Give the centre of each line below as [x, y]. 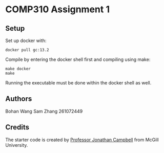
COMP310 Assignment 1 [58, 9]
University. [17, 145]
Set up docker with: [26, 40]
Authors [19, 99]
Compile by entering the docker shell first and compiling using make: [78, 59]
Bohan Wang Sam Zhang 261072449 [44, 111]
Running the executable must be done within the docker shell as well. [78, 83]
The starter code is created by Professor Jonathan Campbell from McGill [82, 140]
